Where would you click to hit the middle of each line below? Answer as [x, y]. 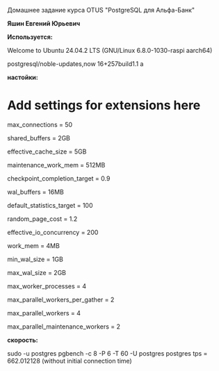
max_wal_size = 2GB [36, 272]
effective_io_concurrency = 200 [53, 232]
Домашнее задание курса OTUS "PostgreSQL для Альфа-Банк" [101, 10]
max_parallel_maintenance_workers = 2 [64, 327]
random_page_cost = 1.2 [42, 219]
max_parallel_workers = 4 [44, 313]
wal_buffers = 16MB [35, 192]
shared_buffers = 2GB [39, 138]
